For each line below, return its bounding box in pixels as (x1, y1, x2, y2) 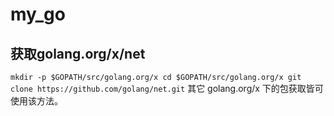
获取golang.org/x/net (10, 45, 146, 62)
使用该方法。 (10, 95, 63, 107)
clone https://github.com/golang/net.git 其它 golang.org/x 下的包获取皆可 (10, 83, 324, 94)
